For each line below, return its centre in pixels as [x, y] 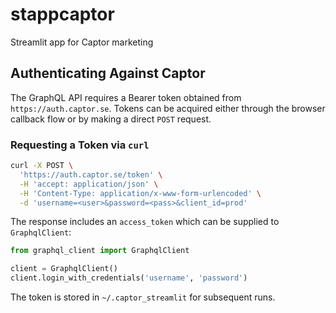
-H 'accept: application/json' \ [89, 184]
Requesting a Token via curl [80, 145]
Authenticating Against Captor [108, 73]
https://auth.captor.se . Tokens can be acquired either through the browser [168, 108]
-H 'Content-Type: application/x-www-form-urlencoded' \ [140, 193]
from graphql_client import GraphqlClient [100, 251]
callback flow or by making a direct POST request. [111, 119]
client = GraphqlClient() [64, 269]
